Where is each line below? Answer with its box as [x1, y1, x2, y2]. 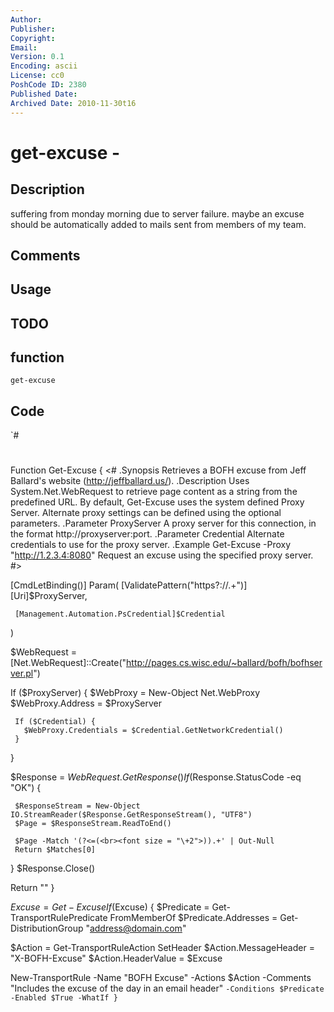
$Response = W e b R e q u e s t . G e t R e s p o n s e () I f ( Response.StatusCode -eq [10, 771, 302, 783]
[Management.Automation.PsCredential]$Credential [14, 609, 226, 620]
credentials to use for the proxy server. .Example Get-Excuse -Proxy [10, 539, 292, 551]
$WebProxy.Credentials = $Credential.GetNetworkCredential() [23, 726, 284, 736]
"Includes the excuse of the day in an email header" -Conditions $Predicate [10, 982, 325, 995]
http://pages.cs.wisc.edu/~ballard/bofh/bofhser [126, 657, 323, 669]
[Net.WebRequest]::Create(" [10, 657, 127, 669]
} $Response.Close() [10, 862, 96, 875]
